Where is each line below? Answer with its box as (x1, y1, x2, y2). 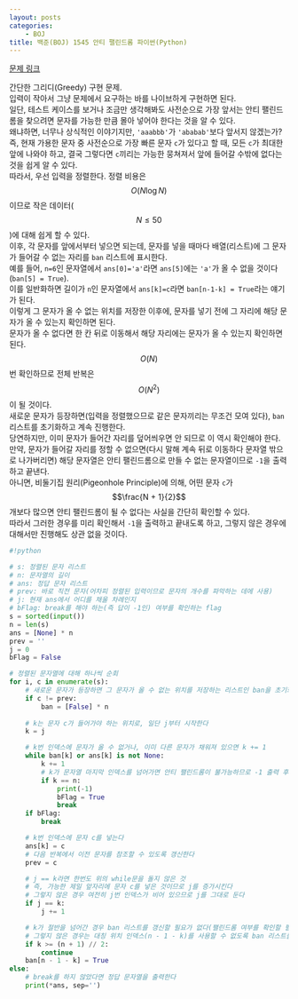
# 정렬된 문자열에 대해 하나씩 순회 (9, 670, 119, 678)
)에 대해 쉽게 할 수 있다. (9, 230, 90, 241)
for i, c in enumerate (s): (9, 678, 109, 686)
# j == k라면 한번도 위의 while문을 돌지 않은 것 (25, 874, 186, 884)
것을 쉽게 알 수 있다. (9, 160, 78, 170)
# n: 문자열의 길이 (9, 570, 70, 580)
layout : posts (9, 12, 62, 22)
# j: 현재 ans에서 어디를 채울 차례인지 (9, 596, 137, 605)
